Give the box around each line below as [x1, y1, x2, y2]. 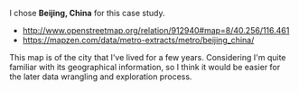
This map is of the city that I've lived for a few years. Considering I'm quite [9, 52, 286, 62]
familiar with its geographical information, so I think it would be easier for [9, 62, 281, 72]
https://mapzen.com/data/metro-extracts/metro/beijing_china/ [22, 35, 255, 45]
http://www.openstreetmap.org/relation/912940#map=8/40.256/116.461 [22, 25, 290, 35]
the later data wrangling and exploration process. [9, 71, 192, 82]
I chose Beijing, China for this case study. [9, 8, 165, 18]
